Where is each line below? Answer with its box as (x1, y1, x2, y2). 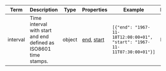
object (62, 36, 78, 43)
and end (29, 33, 49, 40)
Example (123, 6, 144, 13)
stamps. (29, 58, 48, 65)
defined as (29, 39, 55, 46)
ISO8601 (29, 45, 51, 52)
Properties (82, 6, 108, 13)
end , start (82, 36, 105, 43)
